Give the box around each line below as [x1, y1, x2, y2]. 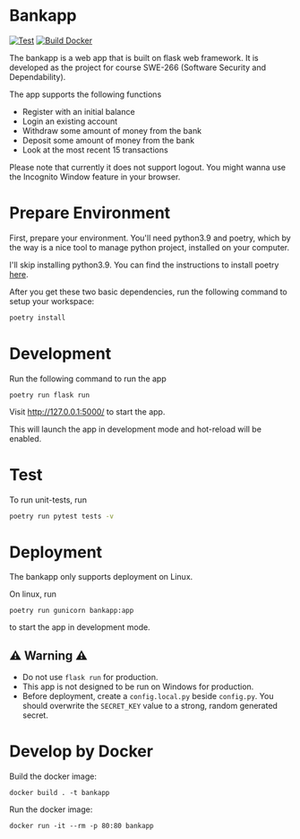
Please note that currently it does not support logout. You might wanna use [9, 162, 287, 172]
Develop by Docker [9, 741, 154, 762]
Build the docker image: [9, 771, 97, 782]
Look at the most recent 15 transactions [21, 144, 168, 155]
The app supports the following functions [9, 89, 162, 100]
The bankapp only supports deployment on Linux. [9, 572, 193, 582]
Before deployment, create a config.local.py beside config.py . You [21, 691, 274, 702]
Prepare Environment [9, 203, 171, 223]
